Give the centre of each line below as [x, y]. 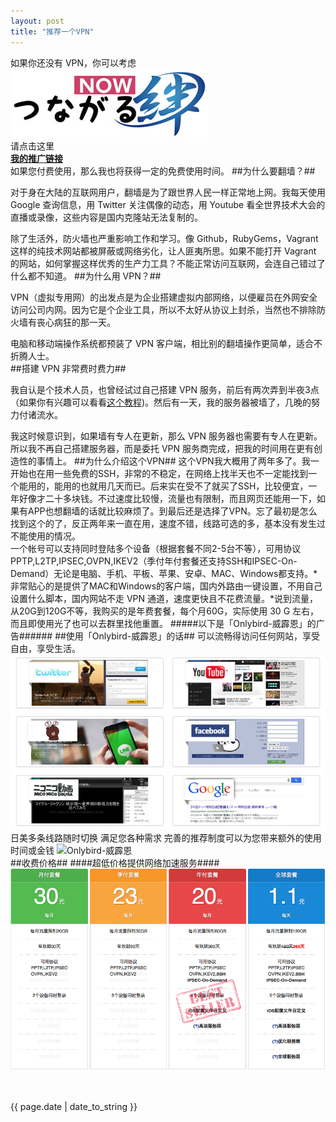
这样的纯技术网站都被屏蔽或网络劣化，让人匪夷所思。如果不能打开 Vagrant [163, 251]
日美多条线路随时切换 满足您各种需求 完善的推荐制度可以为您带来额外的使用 [166, 838]
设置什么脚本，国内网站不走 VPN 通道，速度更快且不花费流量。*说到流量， [164, 598]
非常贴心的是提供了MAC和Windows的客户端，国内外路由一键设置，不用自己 [166, 586]
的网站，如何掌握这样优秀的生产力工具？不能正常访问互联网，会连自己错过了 [168, 263]
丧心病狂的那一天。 [76, 322]
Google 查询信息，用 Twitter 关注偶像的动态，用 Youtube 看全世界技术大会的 [168, 204]
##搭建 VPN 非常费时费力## [68, 368]
